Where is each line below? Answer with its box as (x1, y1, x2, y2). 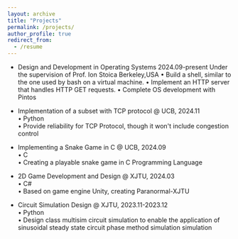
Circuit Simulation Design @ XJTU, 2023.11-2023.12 (17, 201, 168, 209)
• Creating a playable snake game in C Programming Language (17, 158, 202, 167)
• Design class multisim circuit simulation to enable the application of (17, 216, 220, 224)
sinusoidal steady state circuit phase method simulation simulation (17, 223, 212, 231)
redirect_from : (7, 37, 53, 44)
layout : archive (7, 10, 55, 18)
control (17, 129, 39, 138)
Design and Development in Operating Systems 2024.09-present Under (17, 63, 228, 71)
